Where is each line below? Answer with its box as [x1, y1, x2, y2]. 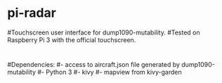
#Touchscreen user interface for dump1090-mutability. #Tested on [7, 28, 200, 37]
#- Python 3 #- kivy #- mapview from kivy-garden [37, 68, 182, 77]
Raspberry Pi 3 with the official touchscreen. [7, 35, 136, 44]
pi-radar [7, 5, 56, 21]
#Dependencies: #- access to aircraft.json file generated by [7, 60, 181, 69]
